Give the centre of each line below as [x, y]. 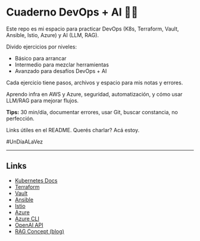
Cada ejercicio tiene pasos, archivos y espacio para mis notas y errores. [95, 83]
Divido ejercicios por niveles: [42, 47]
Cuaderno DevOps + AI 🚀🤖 [72, 12]
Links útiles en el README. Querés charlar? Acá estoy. [73, 130]
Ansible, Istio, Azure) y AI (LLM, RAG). [53, 35]
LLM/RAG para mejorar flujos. [43, 100]
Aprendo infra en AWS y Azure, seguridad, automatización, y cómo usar [94, 94]
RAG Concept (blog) [39, 231]
